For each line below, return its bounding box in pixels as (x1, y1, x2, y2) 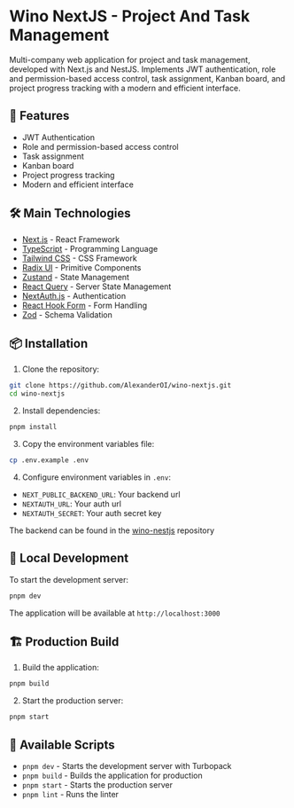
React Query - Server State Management (21, 281, 172, 292)
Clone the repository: (21, 364, 100, 374)
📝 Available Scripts (9, 737, 115, 752)
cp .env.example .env (9, 456, 89, 465)
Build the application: (21, 663, 99, 673)
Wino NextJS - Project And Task (9, 6, 251, 27)
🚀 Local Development (9, 551, 129, 566)
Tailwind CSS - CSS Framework (21, 253, 137, 263)
